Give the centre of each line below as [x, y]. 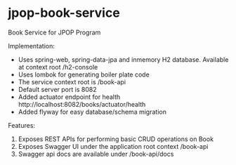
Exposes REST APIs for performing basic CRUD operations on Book [116, 139]
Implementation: [32, 46]
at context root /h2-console [58, 67]
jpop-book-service [64, 13]
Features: [22, 125]
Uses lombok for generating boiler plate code [84, 74]
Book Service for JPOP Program [54, 32]
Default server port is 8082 [57, 89]
